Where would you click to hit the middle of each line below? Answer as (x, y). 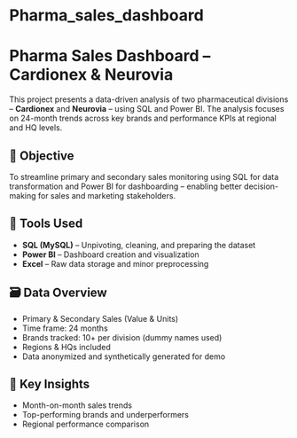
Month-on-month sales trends (77, 405)
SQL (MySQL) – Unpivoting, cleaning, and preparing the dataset (139, 245)
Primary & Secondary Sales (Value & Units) (100, 318)
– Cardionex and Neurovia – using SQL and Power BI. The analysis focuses (147, 109)
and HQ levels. (36, 128)
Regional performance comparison (86, 424)
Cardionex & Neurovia (91, 75)
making (23, 195)
